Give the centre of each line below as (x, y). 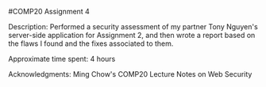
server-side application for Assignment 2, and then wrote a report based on (132, 35)
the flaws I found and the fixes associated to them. (91, 43)
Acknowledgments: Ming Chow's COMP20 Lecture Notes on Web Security (130, 74)
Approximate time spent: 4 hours (62, 59)
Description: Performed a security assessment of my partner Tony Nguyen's (133, 26)
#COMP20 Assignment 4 (49, 11)
